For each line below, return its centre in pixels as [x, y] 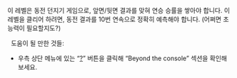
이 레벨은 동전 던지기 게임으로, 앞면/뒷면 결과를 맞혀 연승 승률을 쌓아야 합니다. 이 [119, 10]
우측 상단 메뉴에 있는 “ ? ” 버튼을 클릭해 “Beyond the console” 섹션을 [113, 58]
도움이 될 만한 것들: [37, 43]
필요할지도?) [44, 28]
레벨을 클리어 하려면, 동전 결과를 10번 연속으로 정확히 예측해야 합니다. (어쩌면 [115, 19]
